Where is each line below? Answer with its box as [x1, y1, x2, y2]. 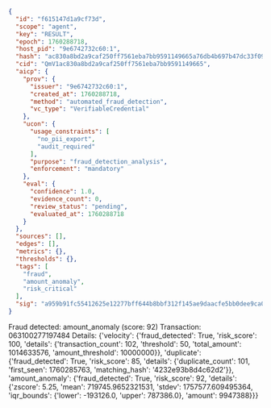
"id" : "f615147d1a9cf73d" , [15, 15, 106, 23]
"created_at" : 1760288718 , [29, 90, 121, 98]
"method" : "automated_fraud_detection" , [29, 98, 168, 106]
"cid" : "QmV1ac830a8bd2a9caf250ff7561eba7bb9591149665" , [15, 60, 211, 69]
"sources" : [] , [15, 232, 67, 241]
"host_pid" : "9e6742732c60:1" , [15, 45, 121, 53]
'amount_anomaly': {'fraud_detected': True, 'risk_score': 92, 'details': [8, 373, 237, 383]
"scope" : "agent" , [15, 23, 78, 31]
